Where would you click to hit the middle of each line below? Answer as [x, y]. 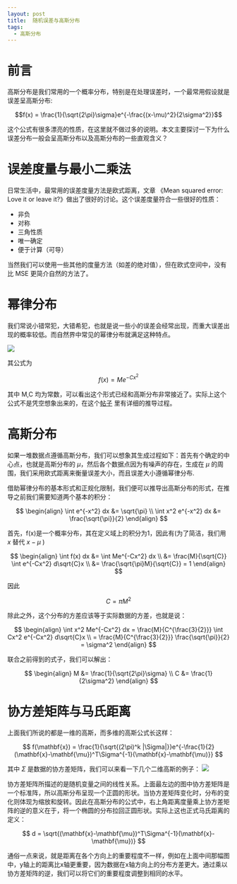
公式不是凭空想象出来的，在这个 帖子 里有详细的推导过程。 [92, 403]
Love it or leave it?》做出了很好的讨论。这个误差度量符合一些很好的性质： [114, 200]
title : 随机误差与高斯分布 [44, 21]
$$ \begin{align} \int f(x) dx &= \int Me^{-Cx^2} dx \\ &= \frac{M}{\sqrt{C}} [119, 556]
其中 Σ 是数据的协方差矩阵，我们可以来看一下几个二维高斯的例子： [104, 769]
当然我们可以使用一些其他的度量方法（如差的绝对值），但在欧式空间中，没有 [117, 265]
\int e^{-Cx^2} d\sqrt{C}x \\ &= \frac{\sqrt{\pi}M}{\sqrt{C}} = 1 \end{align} [119, 563]
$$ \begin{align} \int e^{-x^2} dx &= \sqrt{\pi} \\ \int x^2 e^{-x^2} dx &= [119, 511]
